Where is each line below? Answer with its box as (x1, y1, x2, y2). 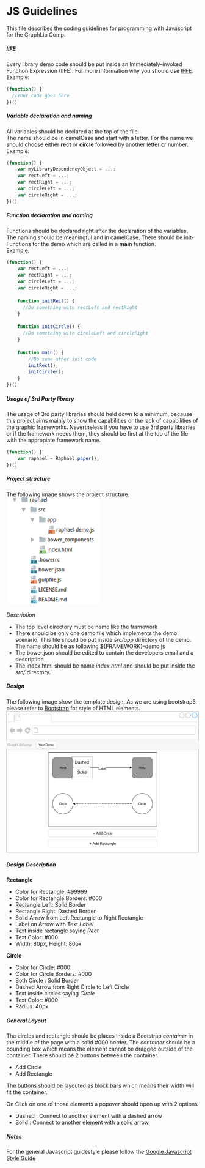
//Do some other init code (28, 356, 97, 362)
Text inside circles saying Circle (15, 990, 95, 997)
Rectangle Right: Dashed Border (15, 907, 96, 915)
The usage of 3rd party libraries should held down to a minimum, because (6, 411, 193, 418)
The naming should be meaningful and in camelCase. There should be (6, 234, 183, 241)
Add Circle (15, 1063, 42, 1071)
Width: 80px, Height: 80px (15, 940, 82, 948)
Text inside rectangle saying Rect (15, 927, 99, 934)
